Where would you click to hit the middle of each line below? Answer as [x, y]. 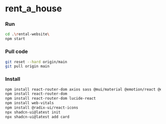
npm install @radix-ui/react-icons [42, 108]
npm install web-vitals [30, 103]
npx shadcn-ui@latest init [33, 112]
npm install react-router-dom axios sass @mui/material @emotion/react [80, 89]
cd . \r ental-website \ [27, 34]
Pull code [17, 51]
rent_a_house [34, 9]
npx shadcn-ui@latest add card [37, 117]
